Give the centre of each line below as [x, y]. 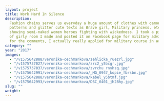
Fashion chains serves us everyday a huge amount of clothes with [78, 23]
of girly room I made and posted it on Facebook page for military [80, 37]
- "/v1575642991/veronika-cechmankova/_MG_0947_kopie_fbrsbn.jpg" [78, 73]
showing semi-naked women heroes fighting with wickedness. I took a [82, 32]
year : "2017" [18, 50]
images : [13, 55]
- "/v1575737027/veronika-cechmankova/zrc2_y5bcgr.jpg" [67, 64]
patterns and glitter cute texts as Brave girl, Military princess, [81, 28]
